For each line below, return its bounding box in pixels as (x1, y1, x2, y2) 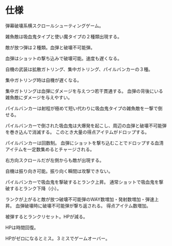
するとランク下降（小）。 (9, 185, 61, 191)
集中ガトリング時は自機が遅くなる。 (5, 77, 82, 83)
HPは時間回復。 (5, 224, 39, 231)
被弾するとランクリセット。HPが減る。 (5, 213, 88, 219)
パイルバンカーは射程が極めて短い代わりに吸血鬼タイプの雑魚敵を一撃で (5, 105, 158, 111)
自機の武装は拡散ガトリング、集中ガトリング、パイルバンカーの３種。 (5, 66, 153, 72)
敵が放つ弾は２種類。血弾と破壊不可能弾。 (5, 44, 95, 50)
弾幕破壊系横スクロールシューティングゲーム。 (5, 23, 104, 29)
